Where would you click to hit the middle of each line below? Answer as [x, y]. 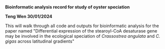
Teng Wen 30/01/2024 [29, 16]
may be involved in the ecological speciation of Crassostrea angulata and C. [83, 36]
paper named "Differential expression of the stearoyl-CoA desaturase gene [81, 31]
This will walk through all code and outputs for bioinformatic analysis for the [82, 26]
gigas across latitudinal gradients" [40, 41]
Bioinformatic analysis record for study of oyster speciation [67, 7]
